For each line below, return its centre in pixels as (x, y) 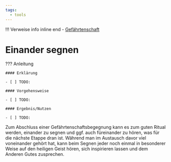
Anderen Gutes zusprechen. (35, 154)
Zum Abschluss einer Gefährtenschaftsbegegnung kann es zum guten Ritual (86, 127)
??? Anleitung (19, 64)
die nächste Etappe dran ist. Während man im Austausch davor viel (76, 138)
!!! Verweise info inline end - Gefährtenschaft (52, 29)
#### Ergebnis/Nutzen (28, 109)
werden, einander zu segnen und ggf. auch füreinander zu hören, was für (82, 132)
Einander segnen (42, 50)
